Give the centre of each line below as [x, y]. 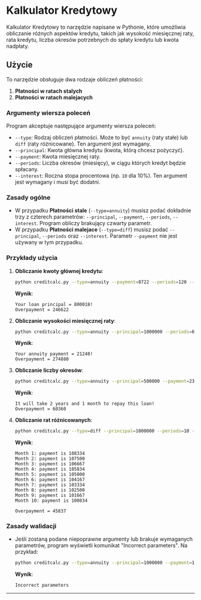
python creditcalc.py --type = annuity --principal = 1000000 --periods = [103, 332]
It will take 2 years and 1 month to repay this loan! [85, 404]
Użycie [19, 65]
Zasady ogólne [28, 197]
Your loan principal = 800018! [54, 304]
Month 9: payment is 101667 [50, 496]
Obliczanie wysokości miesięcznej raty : [65, 320]
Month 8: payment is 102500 [50, 490]
